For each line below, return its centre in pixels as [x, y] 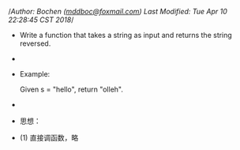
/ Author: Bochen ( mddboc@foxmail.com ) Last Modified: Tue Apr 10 [118, 11]
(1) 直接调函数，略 [49, 138]
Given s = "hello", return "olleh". [71, 89]
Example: [35, 74]
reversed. [35, 43]
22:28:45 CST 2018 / [41, 20]
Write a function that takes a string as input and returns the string [126, 35]
